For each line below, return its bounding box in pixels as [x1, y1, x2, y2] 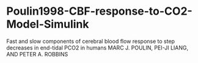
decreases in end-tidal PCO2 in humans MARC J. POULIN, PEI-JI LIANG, [6, 44, 189, 51]
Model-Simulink [6, 17, 90, 31]
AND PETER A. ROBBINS [6, 50, 68, 57]
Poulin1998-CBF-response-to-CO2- [6, 4, 193, 18]
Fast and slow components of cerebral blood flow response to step [6, 37, 175, 45]
